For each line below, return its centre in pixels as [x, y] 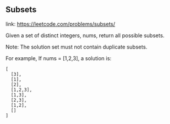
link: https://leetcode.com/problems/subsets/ [61, 24]
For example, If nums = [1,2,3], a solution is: [58, 58]
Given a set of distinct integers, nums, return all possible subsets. [85, 35]
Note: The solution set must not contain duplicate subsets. [76, 47]
